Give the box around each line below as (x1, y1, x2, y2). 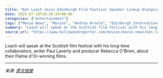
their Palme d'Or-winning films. (5, 53, 67, 59)
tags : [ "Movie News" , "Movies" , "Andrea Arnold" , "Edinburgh (5, 20, 131, 26)
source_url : (5, 30, 29, 34)
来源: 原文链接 (5, 68, 33, 73)
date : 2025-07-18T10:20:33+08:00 (5, 12, 73, 16)
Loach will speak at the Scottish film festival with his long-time (5, 43, 130, 48)
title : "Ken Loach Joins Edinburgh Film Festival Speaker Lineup (5, 7, 140, 12)
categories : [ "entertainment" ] (5, 16, 68, 21)
